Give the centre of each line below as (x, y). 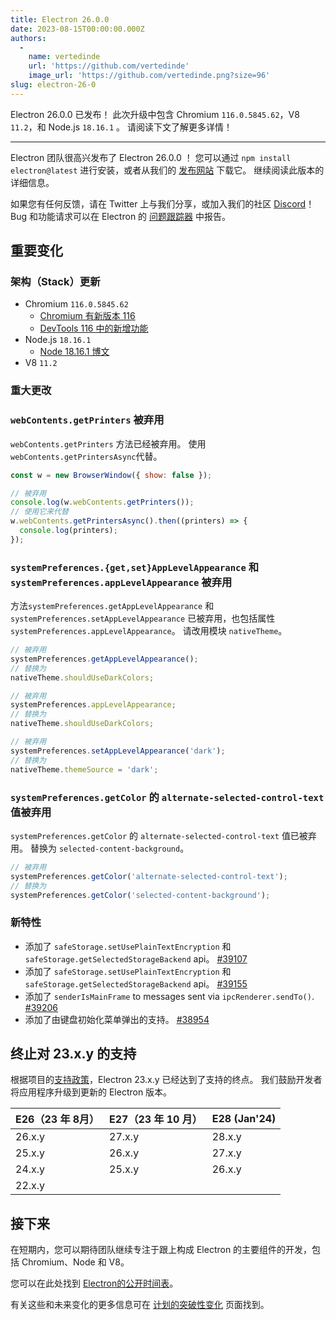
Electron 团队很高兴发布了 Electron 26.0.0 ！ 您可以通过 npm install (151, 157)
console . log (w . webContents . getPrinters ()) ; (102, 502)
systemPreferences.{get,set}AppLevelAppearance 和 (134, 567)
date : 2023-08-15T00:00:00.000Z (77, 29)
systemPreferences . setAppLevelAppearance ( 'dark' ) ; (118, 751)
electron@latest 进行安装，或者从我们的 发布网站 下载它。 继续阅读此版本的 (167, 170)
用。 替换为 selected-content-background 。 (100, 848)
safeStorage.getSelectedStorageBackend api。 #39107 (136, 958)
